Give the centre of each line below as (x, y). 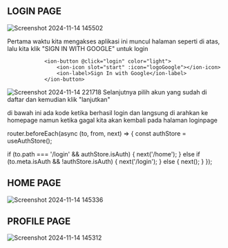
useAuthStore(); (30, 141)
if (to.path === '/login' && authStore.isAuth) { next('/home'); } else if (104, 154)
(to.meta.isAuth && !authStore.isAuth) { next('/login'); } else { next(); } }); (110, 161)
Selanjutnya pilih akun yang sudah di (155, 92)
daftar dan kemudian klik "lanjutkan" (59, 99)
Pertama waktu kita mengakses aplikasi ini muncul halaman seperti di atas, (114, 41)
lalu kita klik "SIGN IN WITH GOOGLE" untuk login (78, 48)
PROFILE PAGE (39, 221)
